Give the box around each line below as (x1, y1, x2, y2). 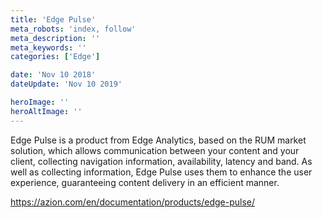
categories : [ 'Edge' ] (10, 52, 101, 62)
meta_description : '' (10, 33, 101, 43)
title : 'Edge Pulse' (10, 14, 97, 25)
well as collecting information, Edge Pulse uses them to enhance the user (10, 166, 313, 178)
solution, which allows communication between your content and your (10, 144, 300, 156)
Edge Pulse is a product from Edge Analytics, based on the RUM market (10, 134, 307, 146)
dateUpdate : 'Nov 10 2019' (10, 79, 123, 90)
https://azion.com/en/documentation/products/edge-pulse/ (10, 196, 256, 208)
